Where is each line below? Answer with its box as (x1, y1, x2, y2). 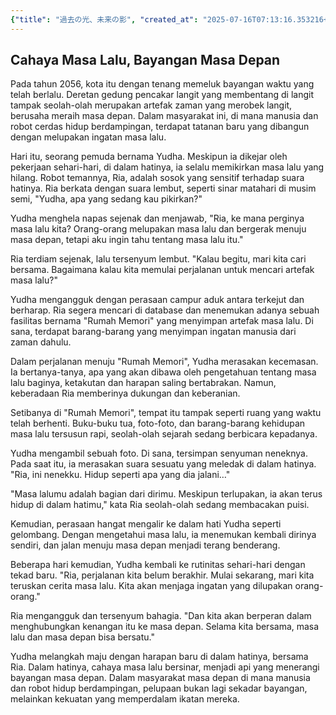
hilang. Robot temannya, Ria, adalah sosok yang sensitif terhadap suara (10, 172, 305, 184)
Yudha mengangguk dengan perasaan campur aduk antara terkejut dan (10, 294, 305, 306)
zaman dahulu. (10, 336, 72, 348)
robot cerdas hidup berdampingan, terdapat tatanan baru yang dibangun (10, 121, 310, 133)
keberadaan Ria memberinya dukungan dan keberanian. (10, 387, 241, 400)
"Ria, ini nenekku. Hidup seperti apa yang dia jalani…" (10, 469, 231, 481)
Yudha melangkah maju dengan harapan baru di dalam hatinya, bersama (10, 651, 309, 663)
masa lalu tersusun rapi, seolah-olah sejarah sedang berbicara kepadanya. (10, 428, 318, 440)
